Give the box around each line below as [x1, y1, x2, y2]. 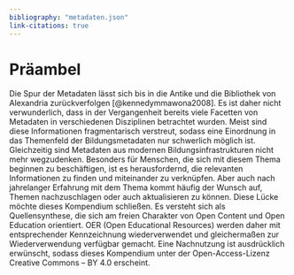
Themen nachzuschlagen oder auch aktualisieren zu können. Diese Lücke [9, 192, 279, 202]
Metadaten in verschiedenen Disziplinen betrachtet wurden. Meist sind [9, 117, 267, 127]
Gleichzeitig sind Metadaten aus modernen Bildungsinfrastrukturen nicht [9, 145, 275, 156]
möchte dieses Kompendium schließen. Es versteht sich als [9, 201, 226, 212]
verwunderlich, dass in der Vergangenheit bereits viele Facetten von [9, 107, 259, 118]
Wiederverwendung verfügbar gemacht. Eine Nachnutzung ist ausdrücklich [9, 239, 285, 249]
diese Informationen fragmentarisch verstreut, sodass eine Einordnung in [9, 126, 276, 137]
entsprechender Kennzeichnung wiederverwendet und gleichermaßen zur [9, 229, 280, 240]
